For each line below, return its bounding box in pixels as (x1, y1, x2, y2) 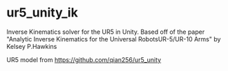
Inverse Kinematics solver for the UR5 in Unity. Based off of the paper (6, 28, 205, 36)
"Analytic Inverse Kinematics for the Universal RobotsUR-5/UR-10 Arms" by (6, 34, 221, 43)
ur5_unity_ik (6, 5, 79, 21)
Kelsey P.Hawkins (6, 42, 57, 50)
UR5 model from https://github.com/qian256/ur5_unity (6, 55, 162, 63)
